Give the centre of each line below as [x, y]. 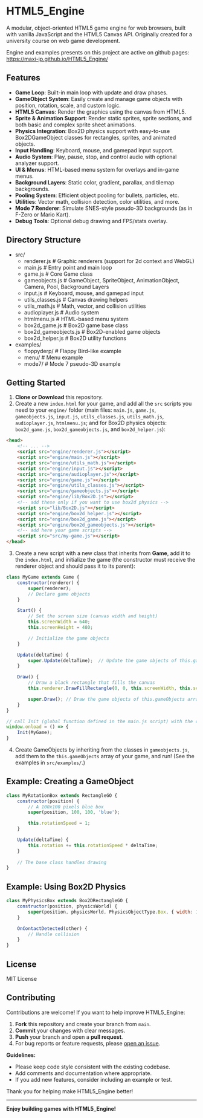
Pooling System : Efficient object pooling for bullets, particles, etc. [97, 195]
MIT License [22, 978]
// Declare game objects [59, 594]
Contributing [31, 998]
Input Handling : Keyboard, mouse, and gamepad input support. [94, 150]
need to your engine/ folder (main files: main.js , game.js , [85, 410]
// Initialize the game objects [69, 638]
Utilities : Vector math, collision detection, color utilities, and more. [97, 201]
